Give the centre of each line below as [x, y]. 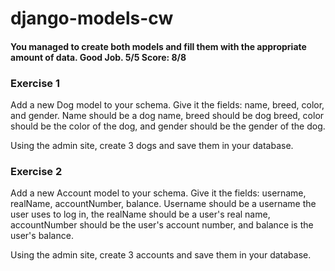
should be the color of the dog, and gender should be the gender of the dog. [168, 126]
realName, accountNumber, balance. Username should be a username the [163, 204]
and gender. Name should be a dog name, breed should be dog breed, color [167, 116]
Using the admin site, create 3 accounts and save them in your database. [161, 255]
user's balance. [42, 236]
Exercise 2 [36, 171]
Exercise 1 [35, 83]
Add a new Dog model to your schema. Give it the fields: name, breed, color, [167, 105]
